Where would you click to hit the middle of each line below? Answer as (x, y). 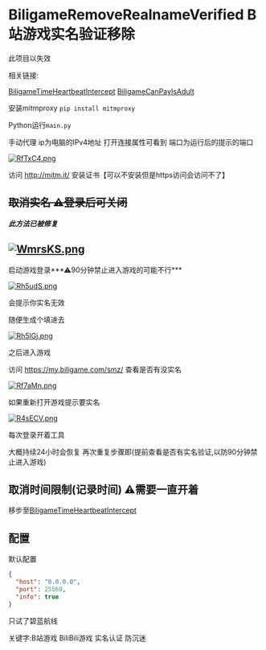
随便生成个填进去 (37, 319)
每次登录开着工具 (37, 434)
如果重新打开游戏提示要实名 (54, 402)
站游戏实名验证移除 (72, 35)
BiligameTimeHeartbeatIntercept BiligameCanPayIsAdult (101, 91)
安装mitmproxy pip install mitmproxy (72, 108)
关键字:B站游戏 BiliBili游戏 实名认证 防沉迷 (77, 638)
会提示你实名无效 (37, 302)
